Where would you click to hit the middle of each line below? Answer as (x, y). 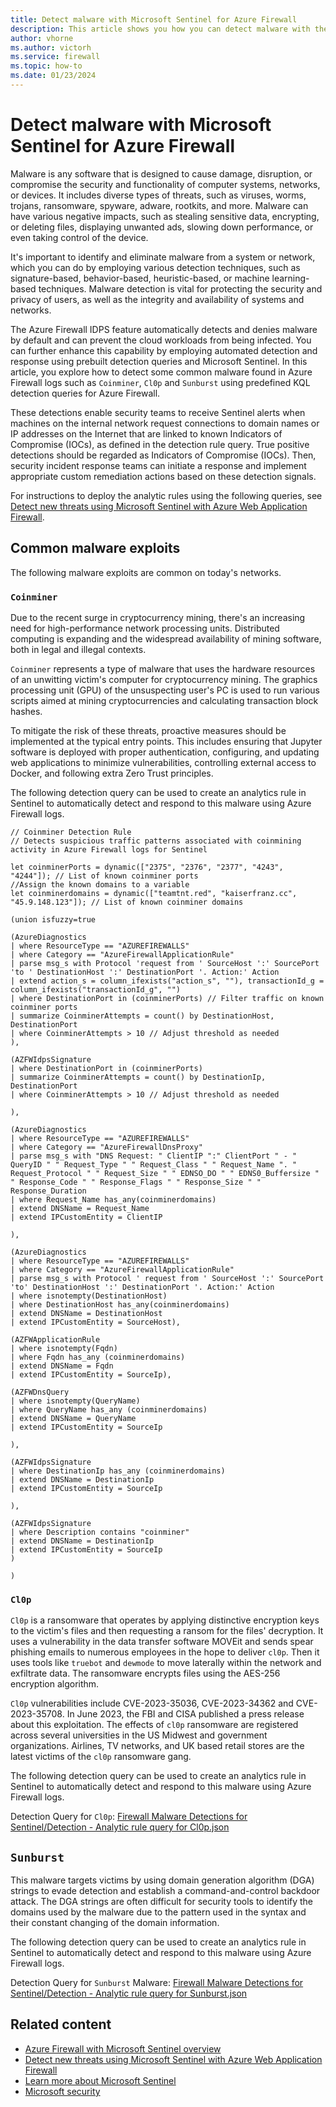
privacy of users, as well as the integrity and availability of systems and (157, 299)
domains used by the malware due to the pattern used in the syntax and (158, 1912)
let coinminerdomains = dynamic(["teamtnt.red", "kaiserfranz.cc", (154, 893)
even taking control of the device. (79, 237)
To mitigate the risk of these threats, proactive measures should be (148, 730)
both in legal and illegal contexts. (78, 649)
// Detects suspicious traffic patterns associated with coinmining (156, 841)
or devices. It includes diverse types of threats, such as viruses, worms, (158, 195)
